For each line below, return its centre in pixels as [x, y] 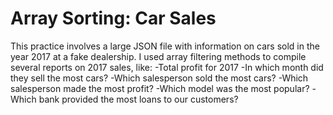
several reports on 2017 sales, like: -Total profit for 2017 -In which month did [167, 67]
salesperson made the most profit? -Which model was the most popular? [160, 88]
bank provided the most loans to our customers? [138, 99]
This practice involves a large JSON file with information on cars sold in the [165, 46]
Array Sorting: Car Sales [113, 18]
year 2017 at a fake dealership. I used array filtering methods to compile [158, 56]
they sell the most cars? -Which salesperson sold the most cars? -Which [159, 78]
